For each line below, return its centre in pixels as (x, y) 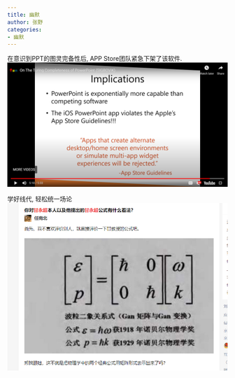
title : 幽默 (23, 15)
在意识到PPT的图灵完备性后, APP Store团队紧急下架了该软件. (95, 59)
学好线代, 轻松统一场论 (40, 199)
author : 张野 (25, 22)
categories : (24, 29)
